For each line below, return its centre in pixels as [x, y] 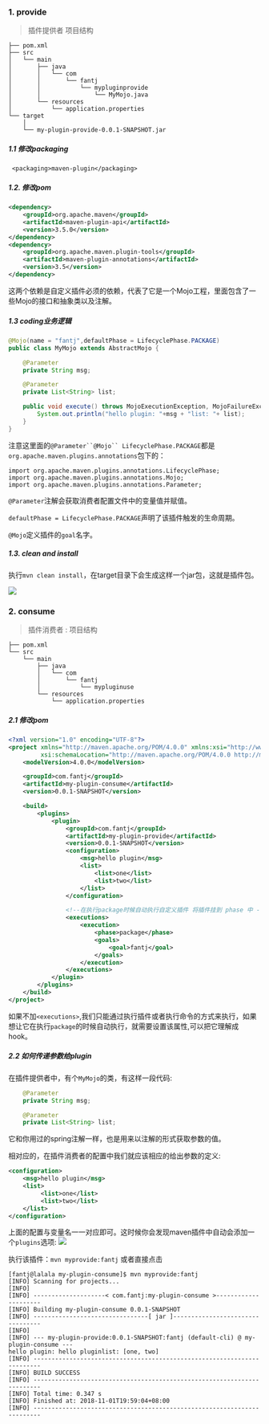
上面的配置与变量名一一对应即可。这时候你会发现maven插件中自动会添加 [128, 1232]
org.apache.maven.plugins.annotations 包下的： [87, 455]
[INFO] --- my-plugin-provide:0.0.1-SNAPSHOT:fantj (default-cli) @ [125, 1338]
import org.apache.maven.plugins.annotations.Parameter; [105, 484]
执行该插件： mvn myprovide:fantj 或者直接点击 [85, 1259]
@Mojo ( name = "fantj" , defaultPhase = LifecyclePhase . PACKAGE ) [114, 341]
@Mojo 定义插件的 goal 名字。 [53, 535]
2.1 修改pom [28, 720]
